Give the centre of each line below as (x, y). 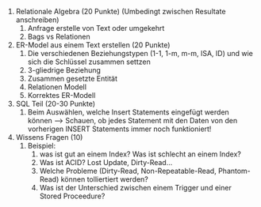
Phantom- (234, 171)
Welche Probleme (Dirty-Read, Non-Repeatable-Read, (128, 171)
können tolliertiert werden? (105, 179)
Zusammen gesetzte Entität (72, 79)
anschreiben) (37, 20)
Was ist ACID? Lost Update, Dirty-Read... (106, 162)
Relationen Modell (57, 87)
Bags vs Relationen (59, 36)
